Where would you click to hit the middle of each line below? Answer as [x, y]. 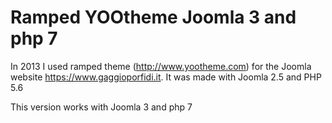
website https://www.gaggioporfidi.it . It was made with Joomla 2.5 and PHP [166, 77]
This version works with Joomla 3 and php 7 [101, 107]
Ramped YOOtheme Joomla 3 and [153, 17]
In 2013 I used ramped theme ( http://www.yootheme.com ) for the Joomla [161, 66]
